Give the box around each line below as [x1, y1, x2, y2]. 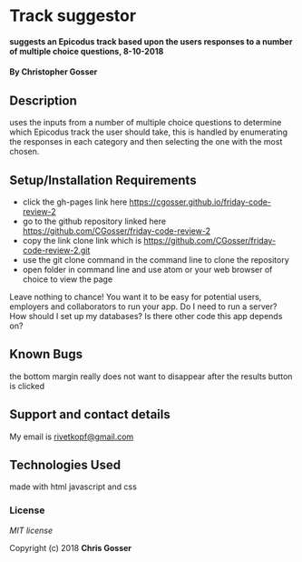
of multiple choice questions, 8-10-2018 [9, 45, 164, 56]
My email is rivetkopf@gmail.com [9, 431, 134, 442]
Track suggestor [9, 5, 137, 26]
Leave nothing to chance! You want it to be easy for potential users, [9, 292, 262, 302]
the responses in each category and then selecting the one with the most [9, 136, 283, 147]
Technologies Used [9, 457, 121, 473]
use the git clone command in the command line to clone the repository [22, 255, 290, 265]
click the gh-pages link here [22, 196, 128, 207]
